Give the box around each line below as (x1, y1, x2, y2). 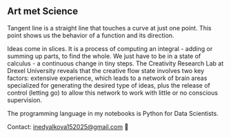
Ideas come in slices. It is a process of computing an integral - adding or (7, 44, 213, 52)
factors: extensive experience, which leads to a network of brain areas (7, 74, 208, 82)
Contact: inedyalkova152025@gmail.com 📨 (7, 122, 129, 130)
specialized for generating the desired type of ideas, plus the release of (7, 81, 210, 89)
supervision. (7, 96, 43, 104)
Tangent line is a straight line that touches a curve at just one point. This (7, 23, 212, 32)
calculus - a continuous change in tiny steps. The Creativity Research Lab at (7, 59, 224, 68)
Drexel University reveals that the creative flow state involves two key (7, 66, 205, 75)
